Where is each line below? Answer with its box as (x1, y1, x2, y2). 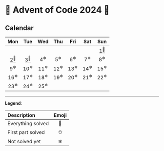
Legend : (5, 100, 22, 106)
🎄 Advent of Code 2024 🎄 (5, 4, 110, 16)
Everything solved (7, 120, 49, 127)
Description (7, 112, 36, 118)
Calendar (5, 24, 34, 32)
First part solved (7, 129, 45, 136)
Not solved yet (7, 138, 41, 145)
